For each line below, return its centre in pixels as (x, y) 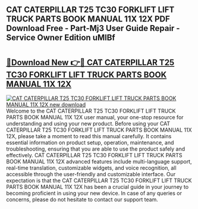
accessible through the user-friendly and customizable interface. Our (91, 174)
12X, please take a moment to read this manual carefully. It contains (89, 136)
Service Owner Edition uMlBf (61, 38)
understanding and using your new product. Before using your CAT (88, 124)
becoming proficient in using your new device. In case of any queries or (94, 193)
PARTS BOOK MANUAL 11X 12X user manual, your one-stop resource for (95, 117)
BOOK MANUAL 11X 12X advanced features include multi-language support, (99, 161)
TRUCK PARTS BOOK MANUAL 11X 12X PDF (88, 19)
